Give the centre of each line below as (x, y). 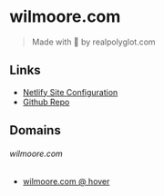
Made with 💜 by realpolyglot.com (94, 42)
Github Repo (46, 102)
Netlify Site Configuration (70, 92)
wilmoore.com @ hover (66, 181)
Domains (35, 130)
